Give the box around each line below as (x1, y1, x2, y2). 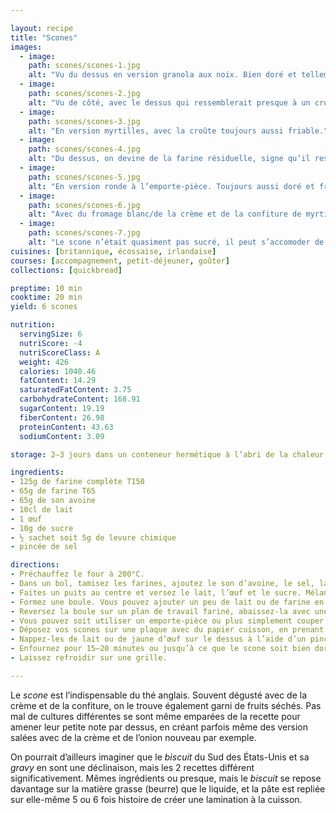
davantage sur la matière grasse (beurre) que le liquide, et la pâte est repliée (10, 782, 326, 795)
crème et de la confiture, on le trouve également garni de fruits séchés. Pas (10, 699, 322, 711)
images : (10, 42, 43, 52)
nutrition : (10, 320, 56, 330)
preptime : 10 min (10, 283, 83, 293)
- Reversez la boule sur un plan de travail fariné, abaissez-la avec (10, 606, 311, 616)
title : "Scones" (10, 32, 78, 43)
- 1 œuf (10, 514, 43, 524)
